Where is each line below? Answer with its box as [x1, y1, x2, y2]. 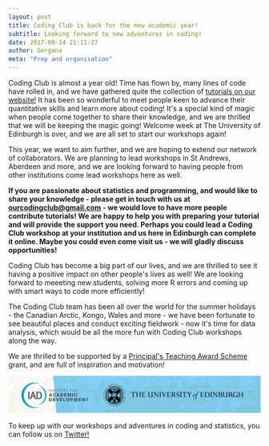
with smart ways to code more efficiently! [8, 287, 146, 295]
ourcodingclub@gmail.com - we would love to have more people [8, 203, 227, 212]
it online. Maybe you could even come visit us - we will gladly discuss [8, 237, 244, 246]
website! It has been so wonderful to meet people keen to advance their [8, 95, 246, 104]
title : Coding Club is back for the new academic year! [8, 21, 199, 30]
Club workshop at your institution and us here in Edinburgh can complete [8, 228, 257, 238]
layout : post [8, 13, 52, 21]
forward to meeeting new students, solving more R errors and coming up [8, 278, 248, 287]
